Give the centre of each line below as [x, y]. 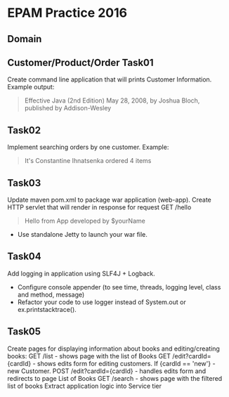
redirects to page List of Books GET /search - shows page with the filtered [115, 378]
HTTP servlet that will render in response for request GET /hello [99, 207]
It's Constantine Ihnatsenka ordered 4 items [88, 161]
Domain [25, 39]
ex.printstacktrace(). [47, 309]
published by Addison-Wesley [68, 108]
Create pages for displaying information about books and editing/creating [113, 349]
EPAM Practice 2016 [67, 13]
